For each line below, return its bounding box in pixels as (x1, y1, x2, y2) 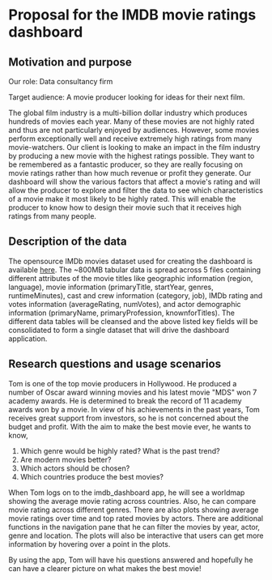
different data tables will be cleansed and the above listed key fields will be (8, 316, 259, 326)
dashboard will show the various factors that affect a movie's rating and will (8, 177, 261, 186)
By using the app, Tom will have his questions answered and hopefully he (8, 555, 253, 565)
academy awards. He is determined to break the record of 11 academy (8, 395, 242, 406)
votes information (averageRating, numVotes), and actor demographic (8, 299, 241, 309)
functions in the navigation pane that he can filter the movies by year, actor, (8, 522, 261, 531)
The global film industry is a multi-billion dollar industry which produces (8, 108, 248, 117)
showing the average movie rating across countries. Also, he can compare (8, 496, 257, 505)
